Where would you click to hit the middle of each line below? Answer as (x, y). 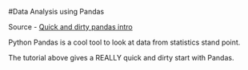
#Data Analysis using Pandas (56, 12)
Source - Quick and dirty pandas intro (71, 27)
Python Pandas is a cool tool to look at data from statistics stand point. (124, 42)
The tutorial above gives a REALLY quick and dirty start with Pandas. (121, 58)
